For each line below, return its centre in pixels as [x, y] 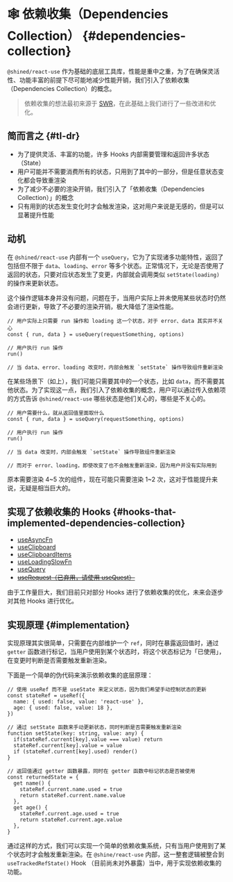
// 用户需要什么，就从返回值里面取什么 [56, 413]
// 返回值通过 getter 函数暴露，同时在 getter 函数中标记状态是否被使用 [101, 772]
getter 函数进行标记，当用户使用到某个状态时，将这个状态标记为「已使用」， [116, 652]
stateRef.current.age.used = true [69, 814]
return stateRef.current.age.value [71, 820]
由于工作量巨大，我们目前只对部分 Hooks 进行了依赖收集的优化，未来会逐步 [115, 592]
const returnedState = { [43, 777]
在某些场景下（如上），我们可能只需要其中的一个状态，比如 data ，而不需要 [113, 381]
